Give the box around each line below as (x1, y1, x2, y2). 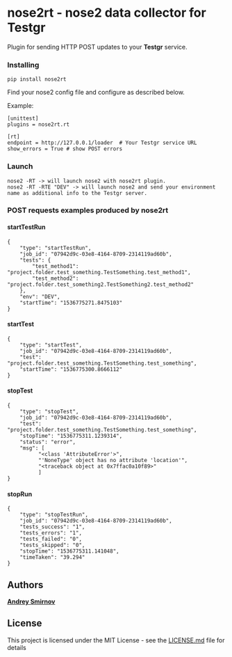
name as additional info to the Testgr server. (7, 189, 148, 196)
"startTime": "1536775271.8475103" (19, 299, 123, 306)
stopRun (7, 489, 33, 498)
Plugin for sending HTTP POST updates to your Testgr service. (7, 42, 188, 51)
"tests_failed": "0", (19, 536, 82, 543)
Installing (7, 60, 40, 70)
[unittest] (7, 115, 39, 122)
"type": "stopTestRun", (19, 512, 89, 519)
